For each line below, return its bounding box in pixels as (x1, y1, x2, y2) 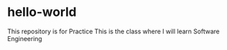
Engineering (7, 34, 42, 42)
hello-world (7, 4, 77, 20)
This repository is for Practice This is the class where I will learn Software (7, 27, 220, 35)
